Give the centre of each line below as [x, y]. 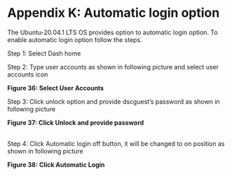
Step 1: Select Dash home [44, 53]
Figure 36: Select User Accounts [55, 88]
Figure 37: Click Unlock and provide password [76, 122]
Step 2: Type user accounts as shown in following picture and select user [113, 67]
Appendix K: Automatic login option [114, 13]
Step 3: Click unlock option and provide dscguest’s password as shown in [114, 101]
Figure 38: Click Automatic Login [56, 164]
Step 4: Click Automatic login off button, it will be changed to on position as [116, 143]
